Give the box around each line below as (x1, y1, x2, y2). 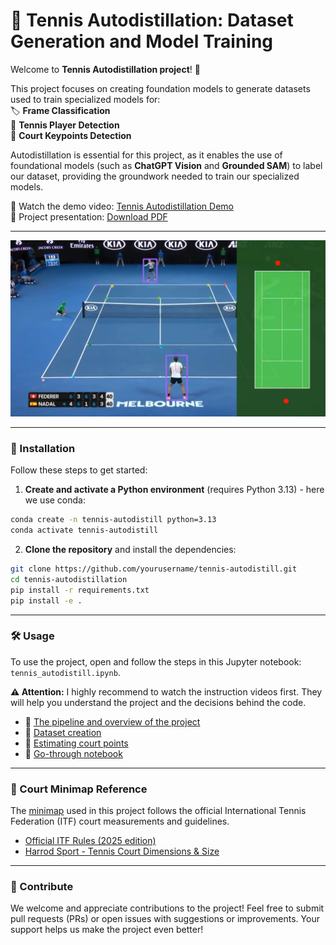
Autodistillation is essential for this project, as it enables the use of (10, 149, 283, 161)
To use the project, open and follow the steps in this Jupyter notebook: (10, 655, 302, 668)
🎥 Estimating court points (24, 737, 129, 749)
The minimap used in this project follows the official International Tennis (10, 805, 307, 817)
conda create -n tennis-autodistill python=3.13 (10, 515, 217, 525)
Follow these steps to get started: (10, 464, 148, 476)
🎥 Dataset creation (24, 726, 102, 738)
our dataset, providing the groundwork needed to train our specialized (10, 170, 300, 182)
